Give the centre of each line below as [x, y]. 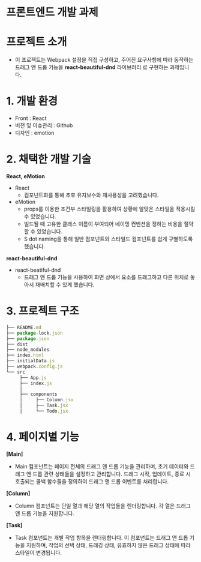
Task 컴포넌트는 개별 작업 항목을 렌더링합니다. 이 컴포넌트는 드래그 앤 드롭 [101, 537]
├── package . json [28, 339]
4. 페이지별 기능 [43, 437]
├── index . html [25, 355]
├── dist [17, 344]
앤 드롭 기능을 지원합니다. [45, 513]
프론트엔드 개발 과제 [52, 12]
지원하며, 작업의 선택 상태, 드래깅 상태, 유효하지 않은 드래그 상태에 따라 [108, 545]
